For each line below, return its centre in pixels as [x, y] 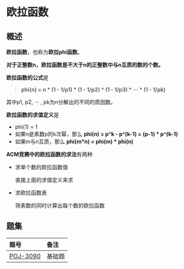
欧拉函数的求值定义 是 [32, 115]
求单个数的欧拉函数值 [41, 167]
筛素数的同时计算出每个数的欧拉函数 [60, 206]
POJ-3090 [25, 256]
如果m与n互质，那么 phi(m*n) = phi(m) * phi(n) [74, 141]
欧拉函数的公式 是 [27, 78]
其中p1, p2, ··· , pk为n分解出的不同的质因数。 [61, 102]
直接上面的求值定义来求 [44, 180]
